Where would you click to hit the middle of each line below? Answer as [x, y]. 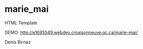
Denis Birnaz [18, 42]
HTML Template [21, 23]
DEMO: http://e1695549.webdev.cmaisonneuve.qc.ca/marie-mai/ [71, 32]
